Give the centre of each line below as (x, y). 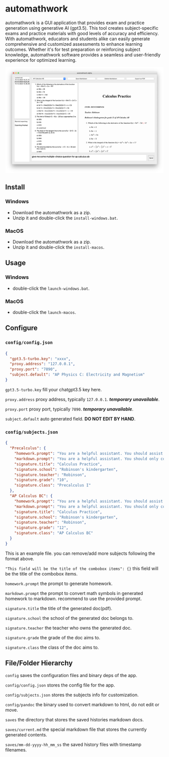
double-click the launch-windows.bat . (51, 288)
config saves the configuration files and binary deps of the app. (71, 675)
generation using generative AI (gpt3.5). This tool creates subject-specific (82, 28)
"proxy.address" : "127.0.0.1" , (43, 364)
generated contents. (26, 734)
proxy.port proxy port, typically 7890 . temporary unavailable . (69, 409)
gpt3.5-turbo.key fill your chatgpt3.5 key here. (54, 389)
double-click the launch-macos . (44, 312)
